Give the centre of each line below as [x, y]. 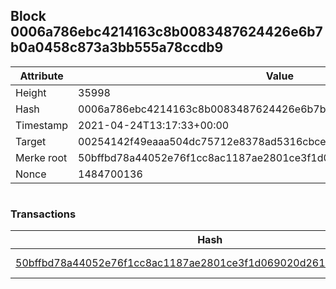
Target [31, 141]
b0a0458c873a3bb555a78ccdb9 [117, 47]
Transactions [43, 214]
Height [31, 92]
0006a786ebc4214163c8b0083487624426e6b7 [166, 32]
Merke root [41, 157]
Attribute [41, 76]
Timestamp [42, 125]
